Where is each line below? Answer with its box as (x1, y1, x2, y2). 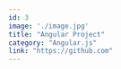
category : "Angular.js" (8, 38, 98, 47)
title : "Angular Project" (8, 30, 105, 39)
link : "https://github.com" (8, 47, 114, 56)
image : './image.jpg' (8, 22, 90, 30)
